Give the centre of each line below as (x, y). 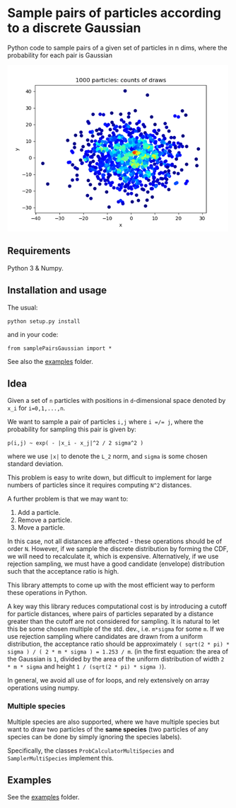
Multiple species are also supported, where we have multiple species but (113, 722)
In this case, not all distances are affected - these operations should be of (115, 541)
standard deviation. (35, 464)
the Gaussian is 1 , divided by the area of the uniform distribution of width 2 (116, 659)
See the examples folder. (43, 797)
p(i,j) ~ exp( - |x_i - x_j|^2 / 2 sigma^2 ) (75, 443)
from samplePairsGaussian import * (60, 348)
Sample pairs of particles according (114, 13)
